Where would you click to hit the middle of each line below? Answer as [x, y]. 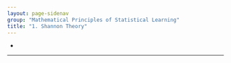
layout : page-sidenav [38, 13]
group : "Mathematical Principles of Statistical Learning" [93, 20]
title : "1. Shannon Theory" [47, 26]
